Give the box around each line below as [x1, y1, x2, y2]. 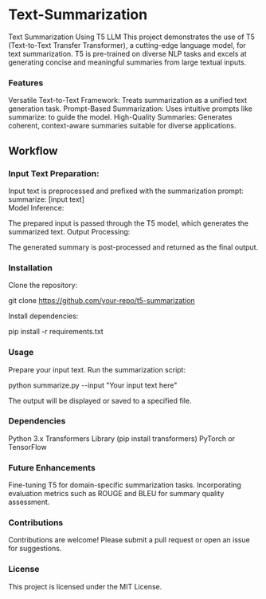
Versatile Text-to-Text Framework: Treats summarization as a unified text [8, 96, 248, 105]
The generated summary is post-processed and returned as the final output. [8, 242, 259, 252]
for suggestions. [8, 544, 62, 554]
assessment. [8, 497, 50, 507]
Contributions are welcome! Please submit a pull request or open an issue [8, 535, 251, 545]
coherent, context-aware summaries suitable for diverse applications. [8, 121, 237, 131]
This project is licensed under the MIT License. [8, 581, 162, 591]
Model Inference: [8, 203, 65, 212]
